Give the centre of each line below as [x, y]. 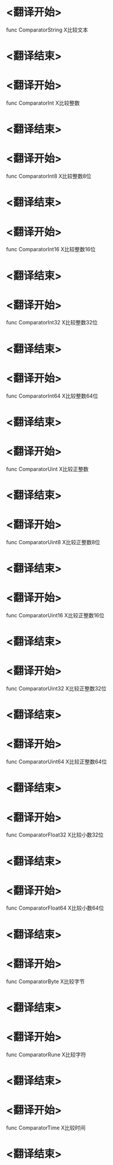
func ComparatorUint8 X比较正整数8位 [53, 542]
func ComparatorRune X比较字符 [46, 1055]
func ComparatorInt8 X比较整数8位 [49, 176]
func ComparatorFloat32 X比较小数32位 [55, 835]
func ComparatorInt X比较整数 [43, 103]
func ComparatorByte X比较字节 [45, 981]
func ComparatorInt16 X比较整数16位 [51, 250]
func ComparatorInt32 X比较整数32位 [52, 323]
